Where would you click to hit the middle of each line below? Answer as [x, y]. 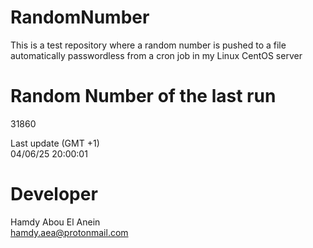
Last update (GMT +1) [55, 143]
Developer [54, 194]
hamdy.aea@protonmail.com [69, 232]
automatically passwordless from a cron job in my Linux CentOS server [156, 55]
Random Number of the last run [143, 96]
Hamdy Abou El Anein [55, 222]
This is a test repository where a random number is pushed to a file [148, 45]
